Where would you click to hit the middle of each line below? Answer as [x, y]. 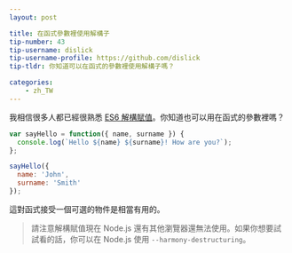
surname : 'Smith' [49, 183]
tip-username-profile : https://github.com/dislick [105, 59]
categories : [31, 83]
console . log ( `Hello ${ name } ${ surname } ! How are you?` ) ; [125, 142]
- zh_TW [39, 91]
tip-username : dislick [51, 50]
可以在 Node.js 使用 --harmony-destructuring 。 [164, 239]
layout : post [33, 17]
